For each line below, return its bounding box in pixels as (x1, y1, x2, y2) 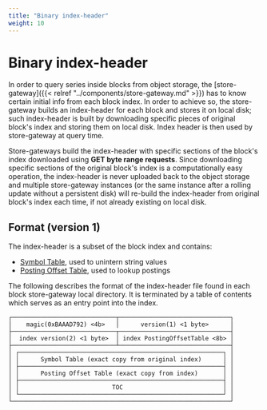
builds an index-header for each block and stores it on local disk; (38, 105, 252, 115)
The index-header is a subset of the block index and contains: (8, 241, 213, 252)
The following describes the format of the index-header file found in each (8, 281, 250, 291)
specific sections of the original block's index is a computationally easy (8, 163, 243, 173)
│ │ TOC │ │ (8, 384, 234, 392)
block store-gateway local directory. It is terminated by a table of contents (8, 289, 252, 300)
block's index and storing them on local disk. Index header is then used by (8, 122, 253, 132)
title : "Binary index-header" (8, 11, 110, 20)
